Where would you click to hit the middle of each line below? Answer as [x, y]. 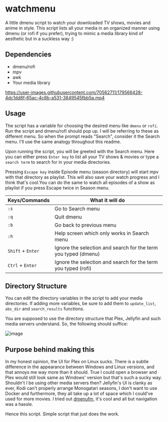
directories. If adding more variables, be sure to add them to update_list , [80, 303]
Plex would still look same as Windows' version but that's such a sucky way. [84, 378]
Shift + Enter [23, 251]
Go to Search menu [77, 208]
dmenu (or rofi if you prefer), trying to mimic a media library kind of [74, 33]
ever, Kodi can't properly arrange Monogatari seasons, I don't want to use [81, 388]
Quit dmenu [68, 217]
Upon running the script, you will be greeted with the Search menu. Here [80, 151]
